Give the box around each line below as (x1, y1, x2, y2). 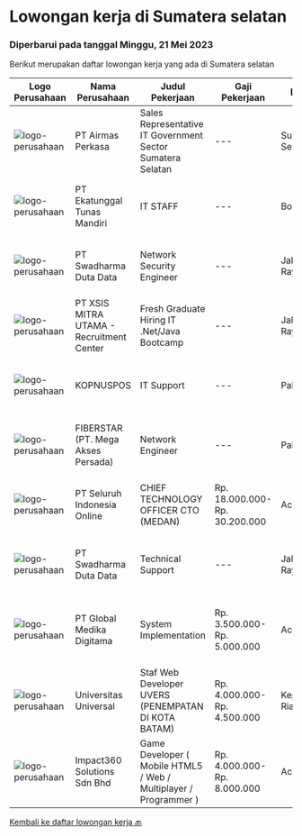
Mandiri (75, 217, 108, 230)
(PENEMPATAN (139, 700, 204, 713)
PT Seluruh (75, 487, 122, 500)
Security (139, 259, 176, 272)
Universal (75, 700, 115, 713)
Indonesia (75, 498, 117, 511)
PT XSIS (75, 297, 110, 310)
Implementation (139, 629, 207, 641)
